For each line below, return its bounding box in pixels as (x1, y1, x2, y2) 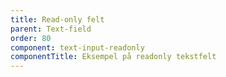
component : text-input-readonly (10, 42, 145, 53)
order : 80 (10, 33, 52, 43)
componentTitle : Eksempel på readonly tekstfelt (10, 52, 217, 62)
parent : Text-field (10, 24, 92, 34)
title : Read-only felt (10, 14, 105, 25)
